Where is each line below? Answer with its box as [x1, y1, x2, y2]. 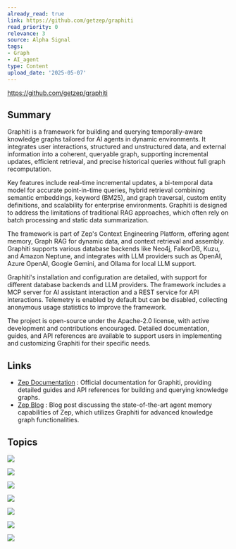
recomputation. [7, 165, 51, 173]
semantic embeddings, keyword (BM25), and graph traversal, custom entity [7, 194, 227, 202]
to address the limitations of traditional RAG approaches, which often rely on [7, 208, 229, 217]
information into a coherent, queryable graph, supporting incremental [7, 150, 209, 158]
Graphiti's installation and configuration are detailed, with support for [7, 273, 208, 282]
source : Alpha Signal [7, 37, 71, 44]
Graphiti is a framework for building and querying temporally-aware [7, 127, 203, 136]
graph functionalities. [17, 416, 80, 424]
